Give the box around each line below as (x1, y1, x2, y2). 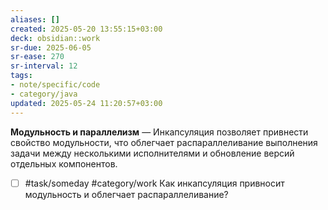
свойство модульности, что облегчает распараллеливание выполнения (10, 136, 318, 148)
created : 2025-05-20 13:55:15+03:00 (10, 24, 163, 34)
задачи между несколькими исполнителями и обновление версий (10, 147, 295, 159)
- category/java (10, 89, 78, 99)
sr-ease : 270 (10, 52, 65, 62)
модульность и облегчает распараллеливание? (24, 188, 229, 200)
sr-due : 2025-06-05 (10, 42, 92, 53)
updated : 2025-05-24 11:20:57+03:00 (10, 98, 163, 108)
